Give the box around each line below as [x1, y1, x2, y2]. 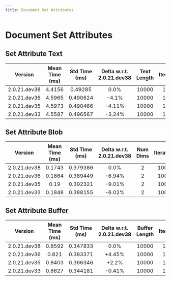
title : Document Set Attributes [5, 7, 74, 13]
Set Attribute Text [5, 49, 63, 58]
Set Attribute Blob [5, 128, 63, 137]
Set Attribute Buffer [5, 206, 69, 215]
